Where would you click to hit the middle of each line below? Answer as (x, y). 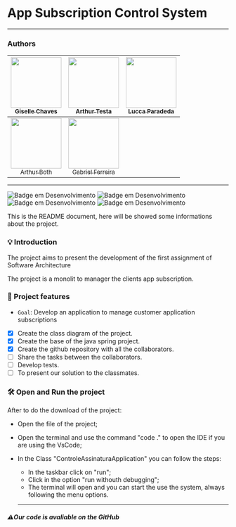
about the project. (33, 224)
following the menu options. (68, 495)
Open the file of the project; (58, 424)
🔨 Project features (39, 297)
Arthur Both (36, 172)
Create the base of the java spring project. (79, 341)
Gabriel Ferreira (94, 172)
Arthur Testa (94, 112)
